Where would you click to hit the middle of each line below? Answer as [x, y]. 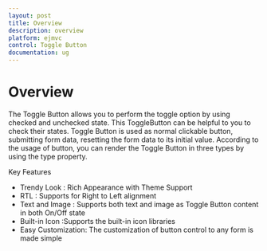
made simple [41, 238]
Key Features [30, 171]
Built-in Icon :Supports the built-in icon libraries [97, 221]
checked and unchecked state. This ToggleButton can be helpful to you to [130, 122]
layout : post [30, 16]
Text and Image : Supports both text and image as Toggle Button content [139, 204]
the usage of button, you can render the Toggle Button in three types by [126, 147]
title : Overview [35, 23]
